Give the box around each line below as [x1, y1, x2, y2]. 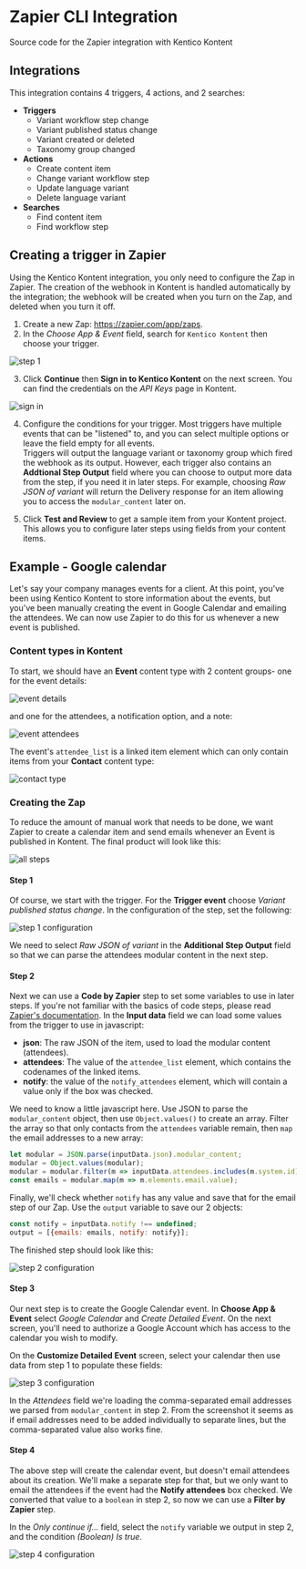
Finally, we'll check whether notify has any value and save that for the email [9, 1192, 296, 1203]
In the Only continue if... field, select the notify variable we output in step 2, [9, 1522, 294, 1533]
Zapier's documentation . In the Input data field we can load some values [9, 1010, 282, 1021]
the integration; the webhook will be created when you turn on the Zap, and [9, 291, 293, 302]
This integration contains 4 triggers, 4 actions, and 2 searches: [9, 87, 246, 98]
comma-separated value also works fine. [9, 1424, 164, 1435]
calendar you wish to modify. [9, 1332, 118, 1343]
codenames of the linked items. [22, 1067, 141, 1078]
